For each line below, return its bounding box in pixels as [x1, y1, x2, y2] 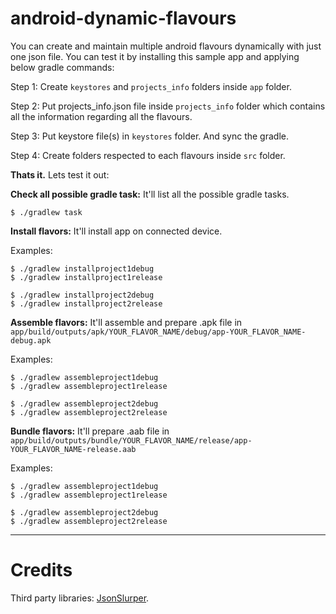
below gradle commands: [10, 61, 115, 73]
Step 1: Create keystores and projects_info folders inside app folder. [10, 80, 292, 92]
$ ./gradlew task [10, 207, 83, 217]
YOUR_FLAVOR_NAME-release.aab [10, 444, 137, 454]
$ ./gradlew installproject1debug [10, 263, 155, 274]
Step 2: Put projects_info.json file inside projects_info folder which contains [10, 100, 326, 112]
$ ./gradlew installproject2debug [10, 290, 155, 300]
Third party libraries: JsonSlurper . [10, 592, 150, 604]
